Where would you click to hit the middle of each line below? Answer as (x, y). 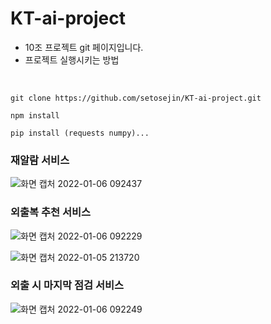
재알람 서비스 (40, 160)
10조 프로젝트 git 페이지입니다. (84, 47)
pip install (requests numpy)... (80, 133)
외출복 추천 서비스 (51, 212)
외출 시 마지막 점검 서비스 (67, 285)
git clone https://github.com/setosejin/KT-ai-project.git (136, 98)
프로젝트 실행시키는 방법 (72, 59)
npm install (35, 115)
